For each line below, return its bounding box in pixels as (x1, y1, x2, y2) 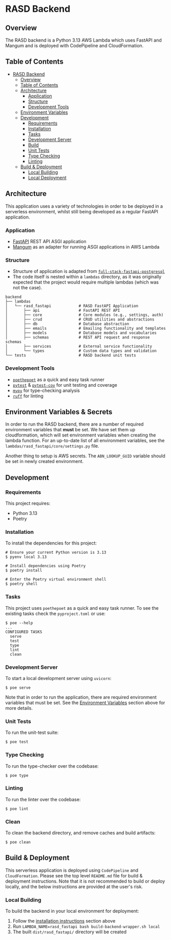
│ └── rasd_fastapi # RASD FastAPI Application (5, 304, 139, 309)
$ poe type (5, 773, 29, 778)
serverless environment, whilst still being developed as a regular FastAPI (5, 208, 159, 214)
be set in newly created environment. (5, 458, 84, 465)
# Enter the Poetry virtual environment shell (5, 577, 106, 582)
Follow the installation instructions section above (12, 918, 116, 924)
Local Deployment (28, 174, 67, 181)
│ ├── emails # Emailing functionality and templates (5, 326, 166, 331)
